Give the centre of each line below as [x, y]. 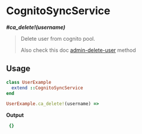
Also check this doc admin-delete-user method [78, 50]
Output [15, 115]
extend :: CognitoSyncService [47, 88]
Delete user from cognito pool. [58, 38]
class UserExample [29, 82]
